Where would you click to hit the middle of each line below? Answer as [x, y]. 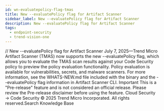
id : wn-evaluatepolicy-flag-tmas [39, 10]
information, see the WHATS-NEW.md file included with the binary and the [80, 77]
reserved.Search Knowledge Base [40, 103]
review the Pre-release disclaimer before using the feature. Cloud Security [80, 93]
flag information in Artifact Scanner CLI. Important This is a [97, 82]
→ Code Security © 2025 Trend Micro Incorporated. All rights [68, 98]
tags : [11, 28]
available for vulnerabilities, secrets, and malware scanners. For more [75, 72]
